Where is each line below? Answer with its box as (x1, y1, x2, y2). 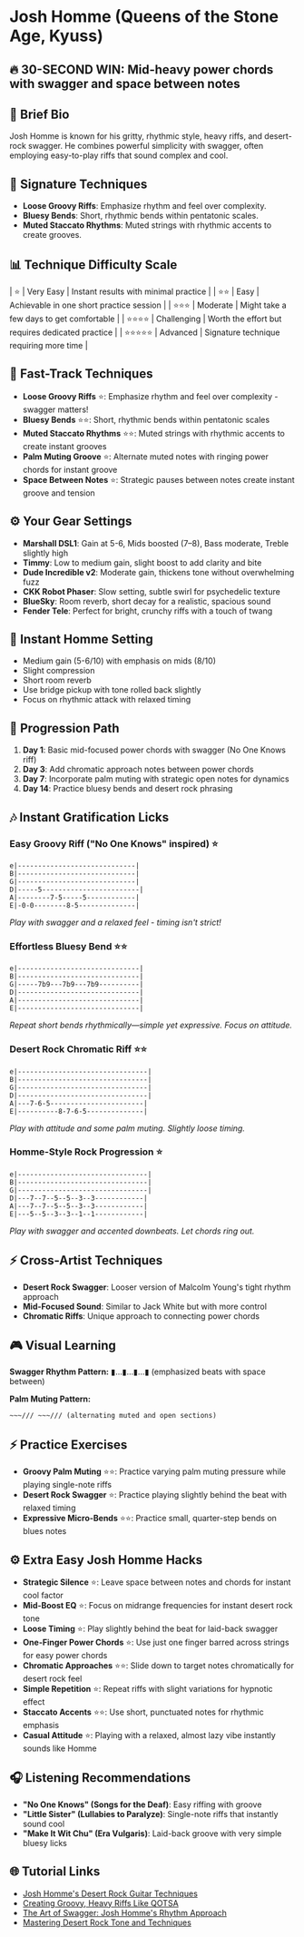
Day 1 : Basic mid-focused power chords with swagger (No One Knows (22, 744, 286, 755)
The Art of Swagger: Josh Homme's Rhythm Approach (22, 1907, 227, 1918)
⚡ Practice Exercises (9, 1437, 128, 1452)
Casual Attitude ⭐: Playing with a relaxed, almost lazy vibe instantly (22, 1730, 277, 1741)
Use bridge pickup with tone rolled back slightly (22, 684, 201, 695)
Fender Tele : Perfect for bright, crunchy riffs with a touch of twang (22, 605, 273, 616)
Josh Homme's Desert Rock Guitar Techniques (22, 1888, 198, 1899)
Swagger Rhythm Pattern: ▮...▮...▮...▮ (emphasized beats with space (9, 1366, 266, 1377)
